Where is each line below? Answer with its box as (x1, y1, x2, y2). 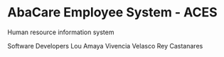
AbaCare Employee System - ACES (7, 4, 218, 21)
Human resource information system (7, 28, 114, 36)
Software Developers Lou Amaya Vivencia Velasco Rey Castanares (7, 41, 203, 50)
